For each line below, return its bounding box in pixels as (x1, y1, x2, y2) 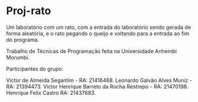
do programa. (6, 36, 40, 43)
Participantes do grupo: (6, 65, 64, 72)
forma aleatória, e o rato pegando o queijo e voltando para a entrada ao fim (6, 29, 190, 37)
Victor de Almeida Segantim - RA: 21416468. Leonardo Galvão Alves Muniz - (6, 77, 192, 84)
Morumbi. (6, 54, 30, 61)
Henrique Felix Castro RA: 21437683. (6, 89, 96, 96)
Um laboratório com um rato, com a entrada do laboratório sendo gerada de (6, 24, 191, 31)
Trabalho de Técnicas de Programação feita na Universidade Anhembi (6, 47, 177, 54)
